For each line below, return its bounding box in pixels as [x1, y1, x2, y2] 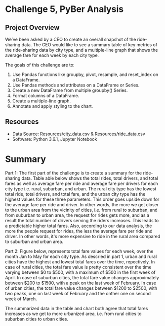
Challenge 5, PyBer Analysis [5, 3, 124, 15]
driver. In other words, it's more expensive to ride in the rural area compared [5, 233, 161, 239]
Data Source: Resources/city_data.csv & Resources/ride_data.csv [12, 131, 146, 137]
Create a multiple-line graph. [12, 98, 71, 104]
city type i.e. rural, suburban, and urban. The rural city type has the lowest [5, 185, 157, 192]
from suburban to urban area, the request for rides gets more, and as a [5, 212, 150, 218]
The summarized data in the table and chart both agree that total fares [5, 305, 148, 311]
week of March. [5, 296, 37, 302]
